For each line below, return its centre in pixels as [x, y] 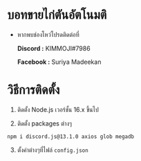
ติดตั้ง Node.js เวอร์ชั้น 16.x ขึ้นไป [58, 109]
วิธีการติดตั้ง [34, 90]
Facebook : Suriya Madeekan [59, 62]
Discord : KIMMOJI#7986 [54, 48]
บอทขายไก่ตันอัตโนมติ [57, 15]
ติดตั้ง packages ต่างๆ [45, 123]
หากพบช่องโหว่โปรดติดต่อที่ [48, 34]
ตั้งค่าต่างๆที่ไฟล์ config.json [53, 150]
